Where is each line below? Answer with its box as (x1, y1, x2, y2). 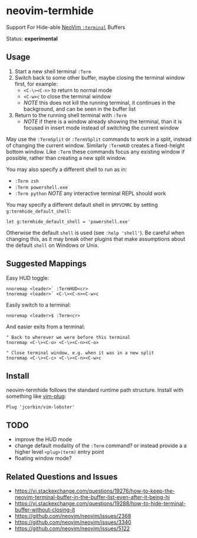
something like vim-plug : (6, 393, 67, 400)
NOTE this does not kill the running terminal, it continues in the (23, 99, 176, 106)
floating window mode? (14, 455, 72, 462)
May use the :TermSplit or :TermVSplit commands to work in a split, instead (6, 136, 192, 143)
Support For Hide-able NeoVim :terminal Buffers (6, 24, 126, 31)
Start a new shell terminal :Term (14, 68, 91, 75)
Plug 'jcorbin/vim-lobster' (6, 404, 75, 410)
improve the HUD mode (14, 436, 73, 443)
